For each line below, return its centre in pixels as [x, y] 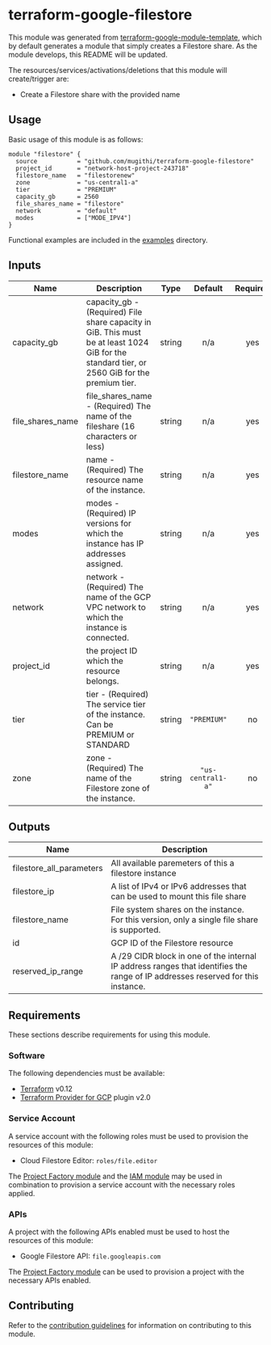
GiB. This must [113, 332]
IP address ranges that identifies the [179, 966]
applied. [22, 1193]
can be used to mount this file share [179, 897]
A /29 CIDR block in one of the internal [183, 956]
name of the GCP [119, 597]
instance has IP [115, 543]
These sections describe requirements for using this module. [110, 1035]
